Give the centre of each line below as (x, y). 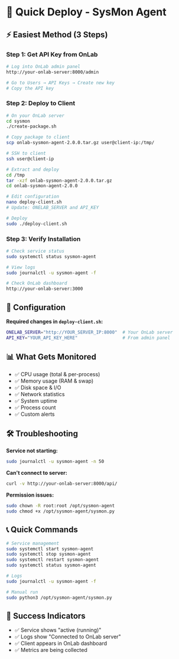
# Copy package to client (38, 137)
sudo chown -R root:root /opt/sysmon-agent (61, 506)
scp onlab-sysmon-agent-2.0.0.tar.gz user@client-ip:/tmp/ (80, 143)
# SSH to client (26, 154)
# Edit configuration (33, 197)
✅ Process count (35, 407)
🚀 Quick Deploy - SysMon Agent (86, 12)
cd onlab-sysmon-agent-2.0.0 (42, 186)
